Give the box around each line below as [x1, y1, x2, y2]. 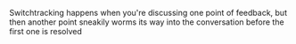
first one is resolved [9, 26, 83, 36]
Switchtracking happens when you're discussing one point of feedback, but [9, 8, 288, 18]
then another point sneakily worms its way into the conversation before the [9, 17, 284, 27]
